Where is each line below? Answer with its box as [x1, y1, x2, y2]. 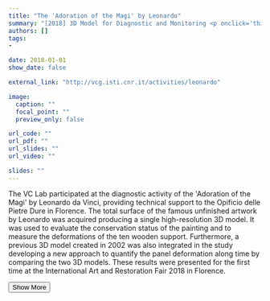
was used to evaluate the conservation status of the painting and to [8, 223, 231, 233]
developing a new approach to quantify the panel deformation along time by [8, 249, 260, 258]
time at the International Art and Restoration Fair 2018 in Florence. [8, 266, 227, 275]
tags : [8, 34, 27, 43]
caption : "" [15, 100, 56, 109]
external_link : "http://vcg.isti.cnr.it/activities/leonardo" [8, 78, 221, 86]
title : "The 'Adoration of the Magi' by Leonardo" [8, 11, 182, 20]
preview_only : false [15, 115, 84, 123]
